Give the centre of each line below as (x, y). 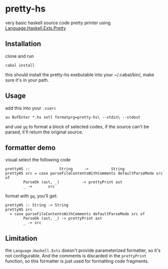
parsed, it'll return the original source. (44, 132)
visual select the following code (38, 160)
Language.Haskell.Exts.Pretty (36, 28)
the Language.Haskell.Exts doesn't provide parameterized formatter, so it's (83, 250)
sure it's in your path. (27, 80)
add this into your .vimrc (31, 108)
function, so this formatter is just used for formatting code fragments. (77, 261)
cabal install (20, 65)
